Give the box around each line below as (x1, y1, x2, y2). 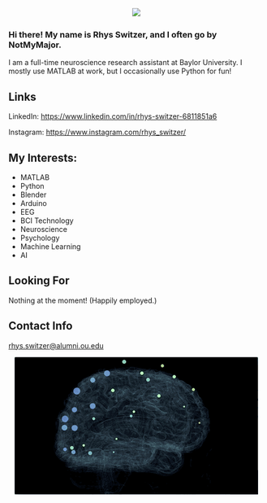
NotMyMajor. (8, 39, 62, 50)
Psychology (19, 233, 60, 243)
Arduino (19, 198, 47, 208)
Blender (19, 190, 47, 199)
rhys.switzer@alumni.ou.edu (8, 340, 104, 350)
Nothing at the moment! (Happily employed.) (8, 295, 157, 305)
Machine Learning (19, 241, 81, 251)
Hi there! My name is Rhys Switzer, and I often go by (8, 28, 217, 40)
